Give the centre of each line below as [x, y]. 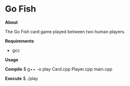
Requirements [20, 41]
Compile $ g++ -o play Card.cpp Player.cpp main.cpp [59, 69]
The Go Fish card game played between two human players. [65, 31]
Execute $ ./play [22, 78]
